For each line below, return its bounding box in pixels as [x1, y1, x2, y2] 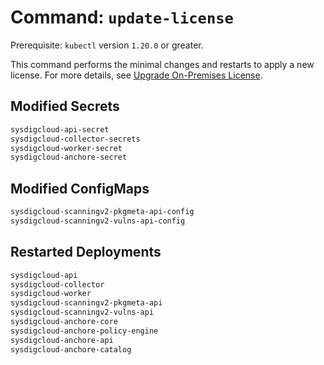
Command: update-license [10, 6, 234, 29]
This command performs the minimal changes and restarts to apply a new [10, 58, 315, 70]
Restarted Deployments [10, 244, 162, 261]
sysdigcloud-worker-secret [10, 143, 123, 153]
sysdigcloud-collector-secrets [10, 134, 141, 144]
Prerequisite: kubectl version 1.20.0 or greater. [10, 39, 204, 51]
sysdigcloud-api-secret [10, 124, 110, 135]
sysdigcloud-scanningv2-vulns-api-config [10, 216, 186, 226]
